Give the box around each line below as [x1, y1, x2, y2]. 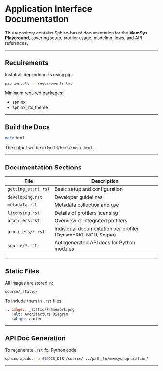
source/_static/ [5, 289, 38, 294]
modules [54, 245, 74, 252]
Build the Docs [5, 123, 50, 132]
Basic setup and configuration [54, 186, 123, 193]
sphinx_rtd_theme [12, 104, 48, 110]
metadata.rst [7, 202, 38, 208]
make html [5, 136, 25, 141]
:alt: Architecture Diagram [11, 312, 68, 317]
